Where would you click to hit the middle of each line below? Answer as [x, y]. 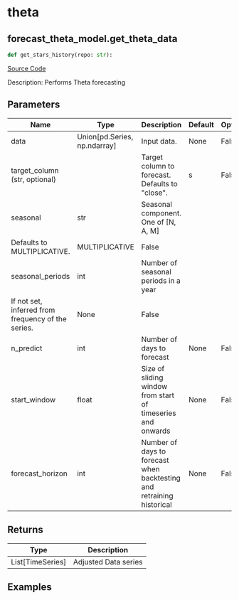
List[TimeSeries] [39, 562]
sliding [152, 377]
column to [158, 166]
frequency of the [39, 318]
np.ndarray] [97, 145]
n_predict [27, 348]
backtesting [161, 478]
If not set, [27, 301]
